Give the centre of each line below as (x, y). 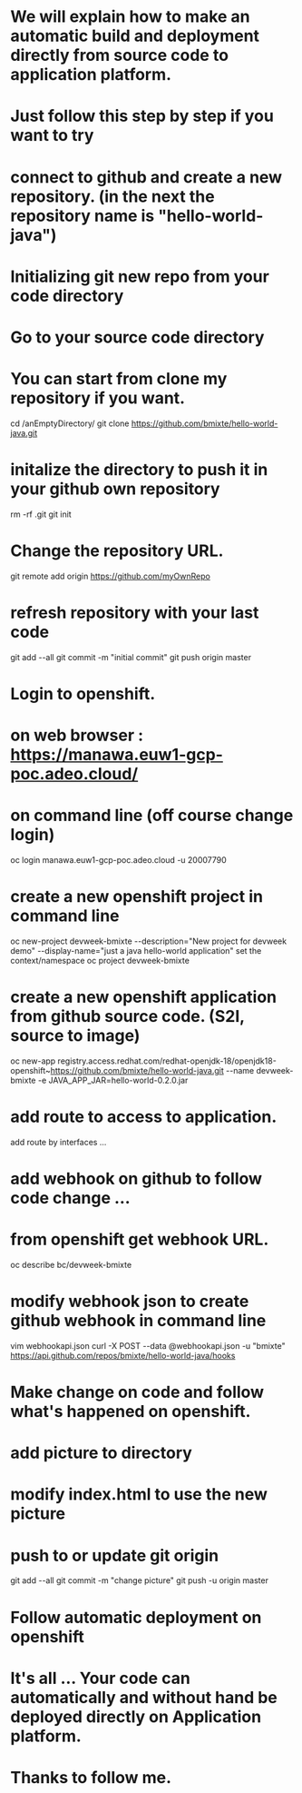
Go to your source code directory (137, 337)
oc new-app (33, 1061)
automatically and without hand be (144, 1697)
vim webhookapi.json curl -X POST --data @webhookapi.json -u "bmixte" (148, 1345)
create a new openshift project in (137, 897)
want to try (52, 136)
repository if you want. (97, 398)
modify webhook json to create (130, 1302)
